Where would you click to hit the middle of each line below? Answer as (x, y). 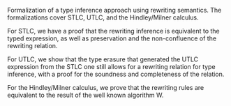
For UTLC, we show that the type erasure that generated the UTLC (103, 59)
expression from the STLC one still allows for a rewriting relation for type (111, 67)
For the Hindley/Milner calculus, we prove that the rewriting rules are (106, 88)
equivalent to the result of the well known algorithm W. (85, 95)
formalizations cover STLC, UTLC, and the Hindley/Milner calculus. (103, 17)
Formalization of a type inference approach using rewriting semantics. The (114, 10)
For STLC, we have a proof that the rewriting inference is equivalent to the (113, 31)
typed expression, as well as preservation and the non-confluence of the (112, 38)
